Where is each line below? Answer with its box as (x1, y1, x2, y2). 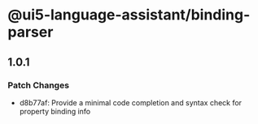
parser (7, 23, 54, 41)
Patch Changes (7, 79, 70, 91)
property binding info (19, 106, 91, 116)
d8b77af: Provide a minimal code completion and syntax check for (19, 97, 242, 107)
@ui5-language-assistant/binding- (7, 6, 251, 24)
